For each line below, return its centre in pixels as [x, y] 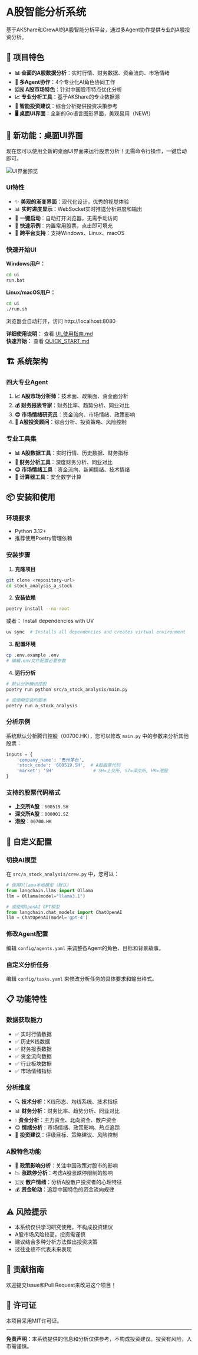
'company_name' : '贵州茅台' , [51, 760]
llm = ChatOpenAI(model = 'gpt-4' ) [47, 918]
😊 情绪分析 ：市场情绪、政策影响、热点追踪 [67, 1127]
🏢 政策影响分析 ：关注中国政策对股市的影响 [66, 1165]
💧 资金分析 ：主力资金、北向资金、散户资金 [65, 1120]
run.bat [16, 280]
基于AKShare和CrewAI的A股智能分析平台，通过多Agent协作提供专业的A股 [95, 30]
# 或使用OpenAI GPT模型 [33, 907]
